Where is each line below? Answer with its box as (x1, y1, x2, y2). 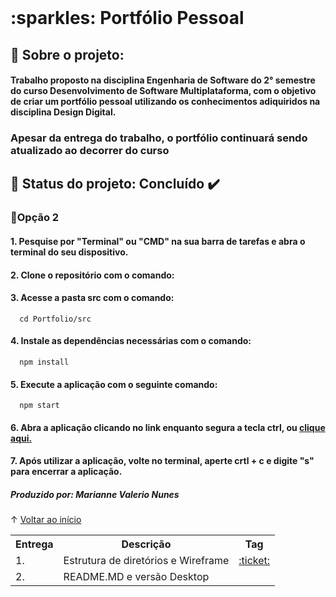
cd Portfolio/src (19, 314, 92, 324)
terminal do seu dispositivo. (10, 246, 129, 258)
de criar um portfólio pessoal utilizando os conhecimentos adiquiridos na (10, 96, 321, 108)
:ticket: (238, 554, 271, 568)
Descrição (121, 537, 172, 551)
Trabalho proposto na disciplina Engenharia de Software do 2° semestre (10, 74, 316, 86)
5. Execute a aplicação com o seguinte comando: (10, 378, 218, 390)
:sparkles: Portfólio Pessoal (10, 7, 245, 30)
